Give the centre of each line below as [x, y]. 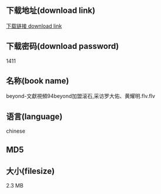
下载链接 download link [34, 26]
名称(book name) [38, 81]
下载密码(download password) [63, 46]
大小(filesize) [30, 171]
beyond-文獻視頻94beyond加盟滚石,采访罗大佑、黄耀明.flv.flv [81, 96]
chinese [16, 131]
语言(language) [34, 116]
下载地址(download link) [51, 11]
